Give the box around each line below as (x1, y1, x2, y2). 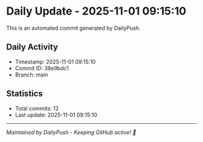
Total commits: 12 (14, 104, 59, 112)
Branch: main (14, 71, 48, 78)
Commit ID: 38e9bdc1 (14, 64, 69, 72)
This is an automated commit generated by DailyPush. (6, 24, 141, 32)
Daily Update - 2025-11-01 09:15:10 (6, 4, 187, 18)
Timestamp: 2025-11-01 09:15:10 (14, 58, 96, 65)
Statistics (6, 89, 43, 99)
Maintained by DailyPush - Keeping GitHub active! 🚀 (6, 129, 137, 136)
